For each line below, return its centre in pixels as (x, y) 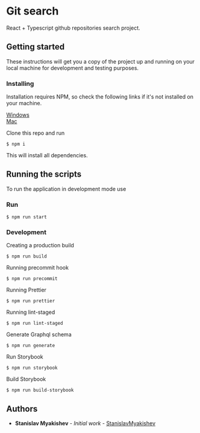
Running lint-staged (31, 312)
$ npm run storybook (32, 368)
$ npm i (16, 144)
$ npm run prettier (31, 301)
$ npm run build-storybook (40, 390)
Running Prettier (27, 290)
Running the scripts (44, 174)
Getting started (36, 47)
